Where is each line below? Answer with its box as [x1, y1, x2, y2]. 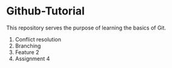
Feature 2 [15, 48, 39, 55]
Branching [15, 42, 41, 49]
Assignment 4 [15, 55, 50, 62]
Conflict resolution [15, 36, 62, 43]
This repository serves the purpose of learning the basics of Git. [6, 24, 167, 31]
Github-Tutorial [6, 4, 85, 18]
